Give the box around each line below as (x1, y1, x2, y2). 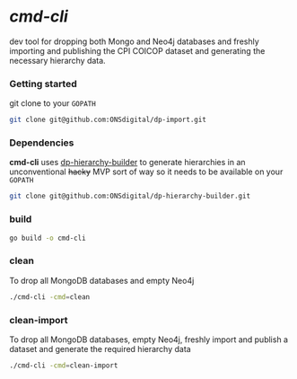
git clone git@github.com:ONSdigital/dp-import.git (9, 115, 206, 125)
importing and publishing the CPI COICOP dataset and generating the (9, 45, 266, 56)
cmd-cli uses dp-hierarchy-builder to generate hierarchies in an (9, 157, 246, 168)
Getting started (9, 77, 78, 90)
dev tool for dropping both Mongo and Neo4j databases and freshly (9, 36, 260, 47)
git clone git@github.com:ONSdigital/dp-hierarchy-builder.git (9, 191, 251, 201)
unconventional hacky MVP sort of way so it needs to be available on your (9, 166, 284, 177)
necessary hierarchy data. (9, 55, 106, 66)
